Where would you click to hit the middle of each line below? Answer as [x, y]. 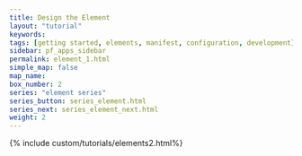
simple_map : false [44, 68]
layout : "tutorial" [46, 26]
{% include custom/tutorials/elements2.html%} [96, 143]
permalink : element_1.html [60, 59]
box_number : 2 [36, 84]
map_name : [28, 76]
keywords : [28, 34]
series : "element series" [58, 92]
